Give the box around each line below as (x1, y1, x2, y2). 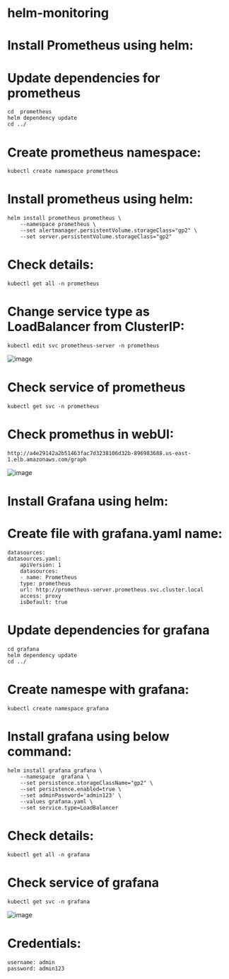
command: (7, 744, 72, 760)
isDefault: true (20, 599, 69, 606)
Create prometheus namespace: (7, 144, 201, 160)
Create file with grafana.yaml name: (7, 526, 223, 542)
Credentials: (7, 935, 81, 951)
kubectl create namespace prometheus (7, 168, 119, 175)
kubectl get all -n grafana (7, 851, 90, 858)
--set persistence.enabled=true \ (20, 785, 122, 793)
